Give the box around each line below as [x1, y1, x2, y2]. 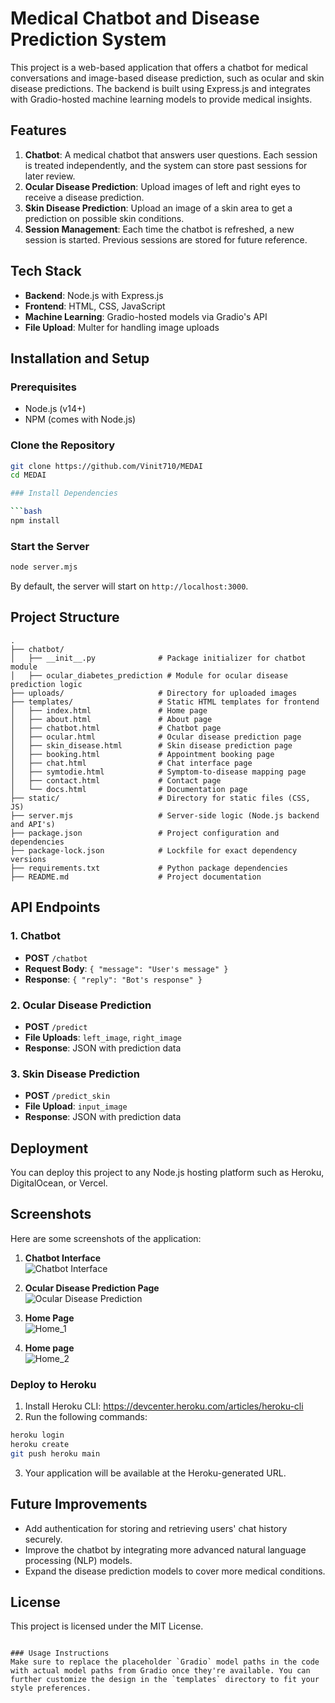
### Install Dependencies [10, 488, 118, 499]
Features [10, 122, 67, 139]
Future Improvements [10, 1496, 148, 1513]
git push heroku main [10, 1448, 101, 1459]
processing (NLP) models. [24, 1554, 133, 1566]
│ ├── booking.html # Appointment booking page [10, 749, 275, 759]
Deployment [10, 1140, 89, 1157]
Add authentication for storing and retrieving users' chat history [24, 1522, 288, 1534]
